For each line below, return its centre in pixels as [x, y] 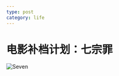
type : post [20, 12]
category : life [25, 18]
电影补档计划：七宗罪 [60, 50]
